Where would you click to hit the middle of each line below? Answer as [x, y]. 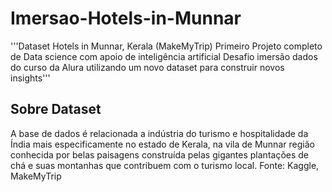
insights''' [30, 78]
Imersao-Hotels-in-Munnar [126, 18]
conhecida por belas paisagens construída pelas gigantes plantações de [160, 154]
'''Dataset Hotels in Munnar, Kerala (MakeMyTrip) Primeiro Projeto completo [166, 46]
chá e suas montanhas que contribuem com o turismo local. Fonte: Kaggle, [165, 165]
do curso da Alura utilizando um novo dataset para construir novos [147, 67]
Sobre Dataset [56, 109]
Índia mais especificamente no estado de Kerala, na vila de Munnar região [162, 144]
